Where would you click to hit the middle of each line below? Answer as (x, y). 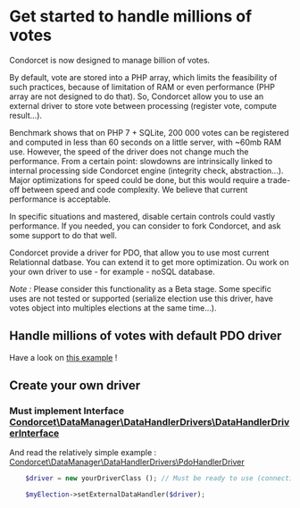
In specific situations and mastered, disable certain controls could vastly (142, 216)
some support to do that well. (63, 235)
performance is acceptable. (60, 199)
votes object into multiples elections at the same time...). (113, 308)
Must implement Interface (67, 411)
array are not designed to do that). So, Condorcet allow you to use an (137, 96)
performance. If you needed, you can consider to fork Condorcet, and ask (145, 226)
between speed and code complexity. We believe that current (135, 189)
